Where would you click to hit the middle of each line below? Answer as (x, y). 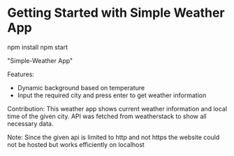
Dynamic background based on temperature (81, 87)
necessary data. (30, 123)
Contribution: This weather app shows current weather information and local (117, 108)
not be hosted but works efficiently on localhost (76, 144)
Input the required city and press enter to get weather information (112, 95)
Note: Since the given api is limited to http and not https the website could (114, 137)
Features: (21, 74)
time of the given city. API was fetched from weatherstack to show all (107, 116)
